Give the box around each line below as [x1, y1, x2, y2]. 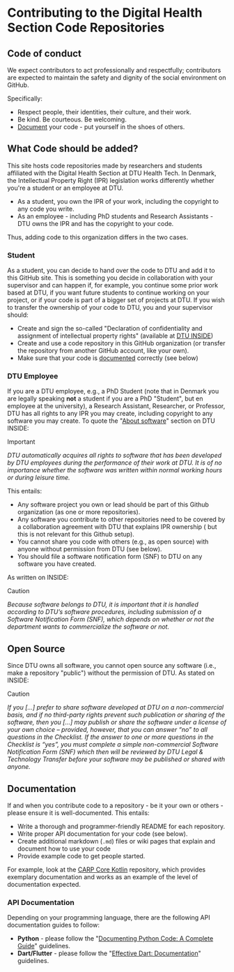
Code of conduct [7, 47, 82, 59]
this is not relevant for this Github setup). [17, 530, 134, 539]
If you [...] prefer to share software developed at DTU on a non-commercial [7, 703, 224, 712]
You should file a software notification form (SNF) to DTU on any [17, 553, 203, 561]
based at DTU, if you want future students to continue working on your [7, 288, 210, 297]
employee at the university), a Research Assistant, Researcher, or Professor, [7, 402, 226, 410]
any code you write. [17, 204, 75, 213]
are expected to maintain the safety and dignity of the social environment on [7, 73, 226, 82]
